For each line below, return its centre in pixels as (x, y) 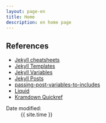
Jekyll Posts (29, 79)
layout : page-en (26, 11)
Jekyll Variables (33, 72)
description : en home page (39, 22)
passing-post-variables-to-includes (57, 85)
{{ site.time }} (37, 115)
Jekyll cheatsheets (37, 60)
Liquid (22, 91)
